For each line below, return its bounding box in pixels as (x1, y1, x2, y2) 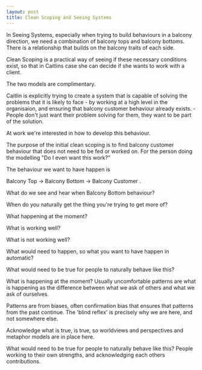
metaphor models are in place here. (6, 333, 95, 340)
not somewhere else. (6, 315, 58, 322)
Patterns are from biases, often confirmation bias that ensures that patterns (6, 302, 194, 309)
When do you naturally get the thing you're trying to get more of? (6, 201, 168, 208)
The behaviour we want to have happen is (6, 166, 110, 173)
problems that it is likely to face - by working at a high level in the (6, 98, 168, 106)
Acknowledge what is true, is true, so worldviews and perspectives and (6, 326, 184, 334)
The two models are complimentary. (6, 80, 96, 88)
